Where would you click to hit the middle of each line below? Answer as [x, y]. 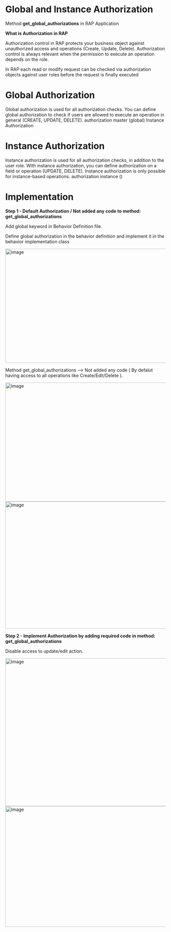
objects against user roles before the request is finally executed [72, 74]
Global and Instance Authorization [79, 9]
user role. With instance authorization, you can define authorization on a [81, 165]
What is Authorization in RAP [37, 33]
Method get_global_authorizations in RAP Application [62, 23]
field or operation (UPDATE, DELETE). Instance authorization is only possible [85, 171]
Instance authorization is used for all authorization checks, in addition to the [85, 160]
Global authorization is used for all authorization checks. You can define [81, 109]
